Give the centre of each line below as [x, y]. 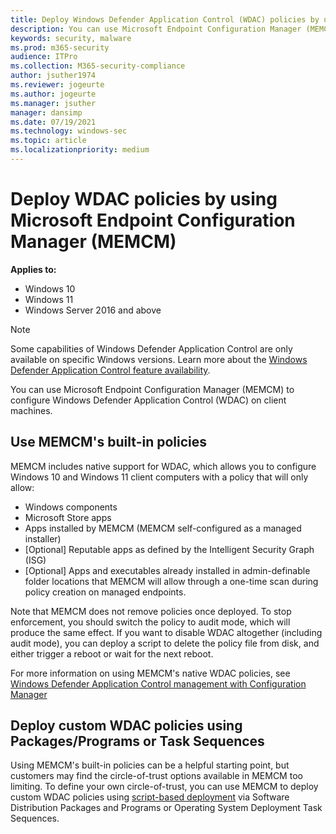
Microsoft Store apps [68, 517]
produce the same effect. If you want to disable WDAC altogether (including [166, 632]
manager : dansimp [46, 112]
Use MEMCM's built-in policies [109, 442]
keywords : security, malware [71, 38]
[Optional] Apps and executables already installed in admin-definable [167, 570]
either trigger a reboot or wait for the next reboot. [112, 653]
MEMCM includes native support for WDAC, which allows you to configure [163, 466]
